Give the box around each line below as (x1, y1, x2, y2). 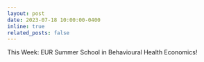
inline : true (7, 23, 45, 30)
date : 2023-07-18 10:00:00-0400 (7, 17, 101, 23)
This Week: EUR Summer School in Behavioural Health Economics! (7, 48, 198, 56)
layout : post (7, 10, 45, 17)
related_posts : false (7, 29, 70, 37)
